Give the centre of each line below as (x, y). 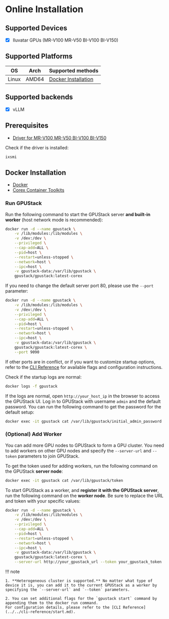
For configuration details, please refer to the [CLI (63, 608)
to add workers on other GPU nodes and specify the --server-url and (78, 450)
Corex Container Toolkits (38, 190)
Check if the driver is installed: (37, 147)
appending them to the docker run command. (52, 603)
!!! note (13, 572)
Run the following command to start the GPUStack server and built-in (78, 214)
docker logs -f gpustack (31, 386)
